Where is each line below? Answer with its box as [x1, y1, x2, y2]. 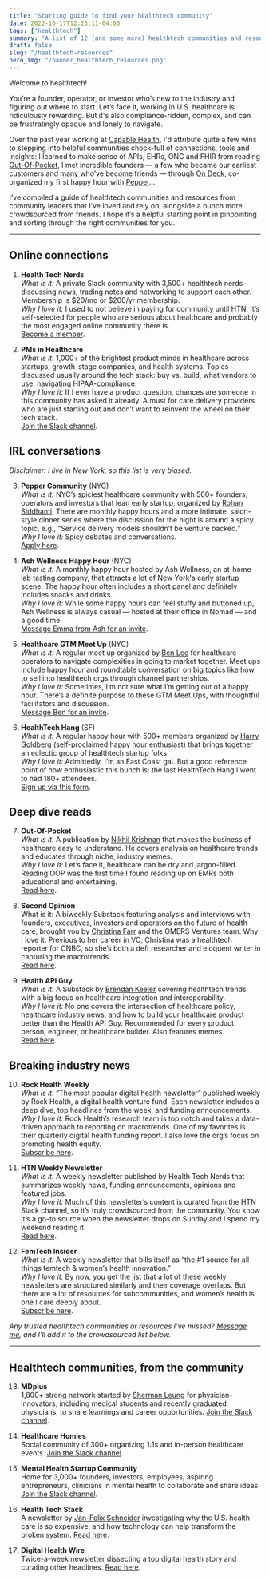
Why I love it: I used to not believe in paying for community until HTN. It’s [20, 304, 260, 313]
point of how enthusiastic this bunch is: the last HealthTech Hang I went [20, 764, 256, 775]
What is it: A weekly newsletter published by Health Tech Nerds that [20, 1172, 245, 1181]
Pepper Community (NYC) [20, 481, 109, 490]
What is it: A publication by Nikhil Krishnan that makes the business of [20, 835, 251, 844]
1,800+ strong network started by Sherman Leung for [20, 1390, 196, 1399]
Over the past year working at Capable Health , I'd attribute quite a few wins [9, 134, 257, 144]
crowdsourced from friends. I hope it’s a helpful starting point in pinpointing [9, 209, 258, 219]
